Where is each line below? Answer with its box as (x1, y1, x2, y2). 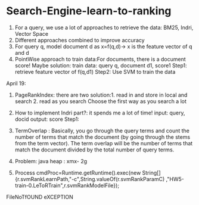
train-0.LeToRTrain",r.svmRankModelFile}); (14, 182, 120, 189)
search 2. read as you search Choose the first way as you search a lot (14, 97, 186, 105)
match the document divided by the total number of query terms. (14, 146, 175, 153)
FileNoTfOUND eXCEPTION (6, 193, 73, 200)
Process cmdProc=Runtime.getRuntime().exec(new (14, 169, 141, 176)
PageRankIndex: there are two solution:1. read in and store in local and (14, 91, 188, 98)
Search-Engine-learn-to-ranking (6, 4, 172, 18)
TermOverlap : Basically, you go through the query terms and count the (14, 127, 189, 134)
